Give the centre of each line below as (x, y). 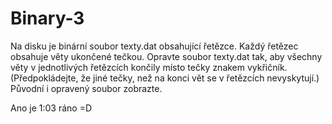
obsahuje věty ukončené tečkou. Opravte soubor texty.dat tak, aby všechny (166, 56)
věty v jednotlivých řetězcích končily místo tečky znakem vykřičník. (149, 67)
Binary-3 (47, 18)
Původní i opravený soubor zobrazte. (86, 88)
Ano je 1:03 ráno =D (51, 108)
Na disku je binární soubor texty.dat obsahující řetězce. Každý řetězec (154, 46)
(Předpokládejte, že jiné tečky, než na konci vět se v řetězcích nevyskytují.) (165, 78)
